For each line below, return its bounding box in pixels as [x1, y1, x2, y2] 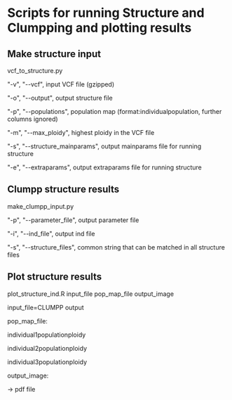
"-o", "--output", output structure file [7, 93, 114, 102]
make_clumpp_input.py [7, 202, 74, 210]
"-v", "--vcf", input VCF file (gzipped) [7, 80, 115, 89]
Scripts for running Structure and [7, 5, 205, 21]
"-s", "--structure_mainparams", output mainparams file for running [7, 142, 202, 150]
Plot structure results [7, 271, 102, 283]
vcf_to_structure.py [7, 67, 63, 75]
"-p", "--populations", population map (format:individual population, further [7, 108, 222, 115]
